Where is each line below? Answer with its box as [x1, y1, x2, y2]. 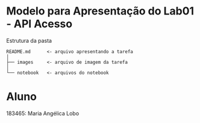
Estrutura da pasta [6, 37, 52, 44]
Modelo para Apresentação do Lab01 [6, 4, 195, 18]
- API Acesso [6, 17, 73, 31]
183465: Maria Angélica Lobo [6, 110, 80, 117]
